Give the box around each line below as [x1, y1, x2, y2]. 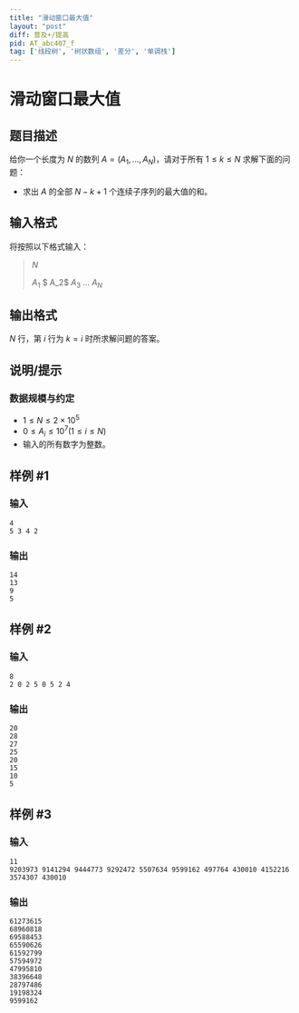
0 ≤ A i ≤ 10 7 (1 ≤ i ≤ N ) [22, 424, 107, 439]
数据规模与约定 [9, 392, 75, 404]
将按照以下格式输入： [9, 241, 89, 252]
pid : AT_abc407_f [9, 38, 75, 48]
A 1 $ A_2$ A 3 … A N [31, 276, 102, 290]
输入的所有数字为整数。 [22, 439, 111, 450]
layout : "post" [9, 22, 67, 31]
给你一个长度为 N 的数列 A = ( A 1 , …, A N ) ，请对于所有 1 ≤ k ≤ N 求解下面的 [9, 154, 283, 166]
